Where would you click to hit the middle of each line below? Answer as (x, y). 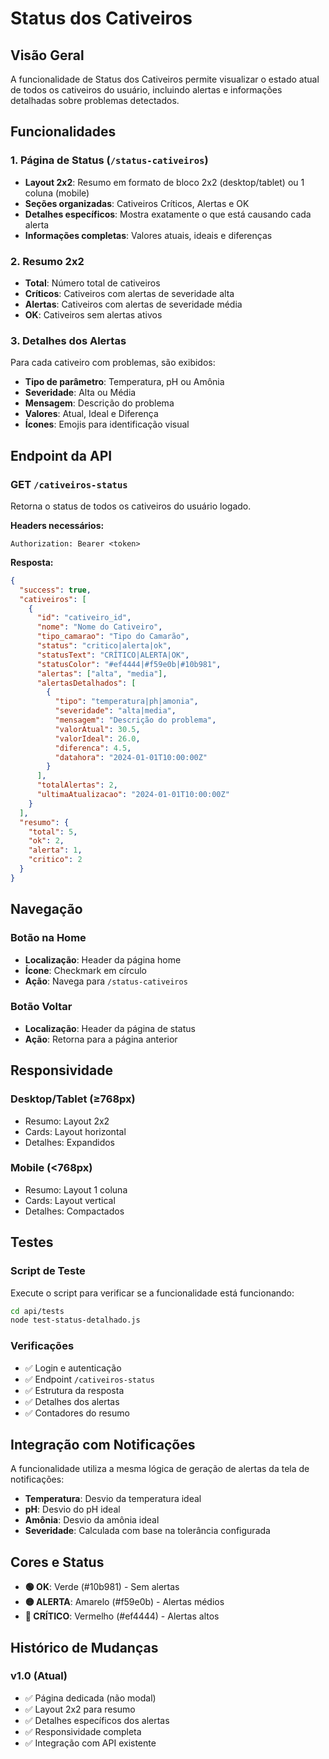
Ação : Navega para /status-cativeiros (106, 981)
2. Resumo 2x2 (47, 261)
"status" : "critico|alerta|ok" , (104, 646)
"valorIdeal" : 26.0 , (97, 738)
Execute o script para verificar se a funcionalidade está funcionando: (152, 1293)
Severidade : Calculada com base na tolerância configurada (147, 1531)
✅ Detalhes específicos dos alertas (97, 1720)
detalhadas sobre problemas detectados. (95, 100)
